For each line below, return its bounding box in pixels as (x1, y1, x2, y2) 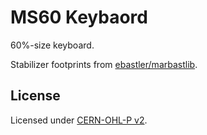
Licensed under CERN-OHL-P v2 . (10, 114, 148, 126)
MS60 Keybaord (10, 6, 148, 29)
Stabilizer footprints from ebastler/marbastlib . (10, 58, 198, 70)
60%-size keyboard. (10, 39, 95, 51)
